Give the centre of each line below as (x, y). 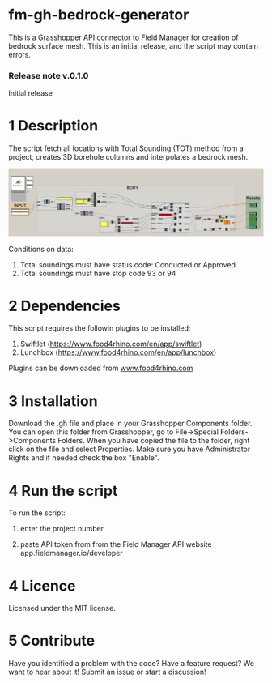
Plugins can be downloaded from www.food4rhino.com (101, 368)
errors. (19, 54)
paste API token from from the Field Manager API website (116, 544)
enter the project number (62, 529)
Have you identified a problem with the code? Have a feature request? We (132, 664)
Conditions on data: (41, 249)
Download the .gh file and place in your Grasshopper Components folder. (130, 424)
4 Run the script (63, 491)
